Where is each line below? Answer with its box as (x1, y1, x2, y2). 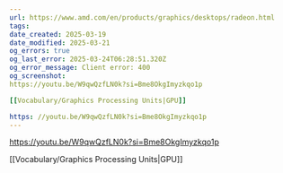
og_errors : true (9, 47, 70, 56)
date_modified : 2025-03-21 (9, 38, 111, 48)
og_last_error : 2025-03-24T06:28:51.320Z (9, 55, 167, 64)
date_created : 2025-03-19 (9, 30, 106, 39)
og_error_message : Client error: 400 (9, 64, 151, 73)
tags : (9, 22, 30, 30)
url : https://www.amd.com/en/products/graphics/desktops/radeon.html (9, 13, 276, 22)
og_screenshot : (9, 72, 66, 81)
